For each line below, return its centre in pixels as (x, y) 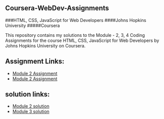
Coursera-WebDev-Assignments (57, 8)
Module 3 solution (31, 112)
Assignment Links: (35, 61)
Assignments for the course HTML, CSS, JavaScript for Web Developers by (82, 40)
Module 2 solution (31, 106)
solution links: (28, 94)
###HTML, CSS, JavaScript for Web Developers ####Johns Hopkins (76, 20)
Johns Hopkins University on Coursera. (45, 46)
